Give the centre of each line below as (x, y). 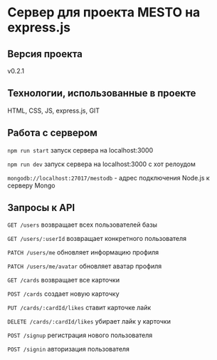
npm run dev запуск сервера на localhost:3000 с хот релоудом (101, 164)
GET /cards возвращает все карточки (63, 280)
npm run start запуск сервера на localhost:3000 (80, 150)
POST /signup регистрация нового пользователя (80, 335)
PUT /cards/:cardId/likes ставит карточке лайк (79, 308)
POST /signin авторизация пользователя (69, 349)
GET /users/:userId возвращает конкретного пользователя (97, 239)
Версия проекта (45, 54)
